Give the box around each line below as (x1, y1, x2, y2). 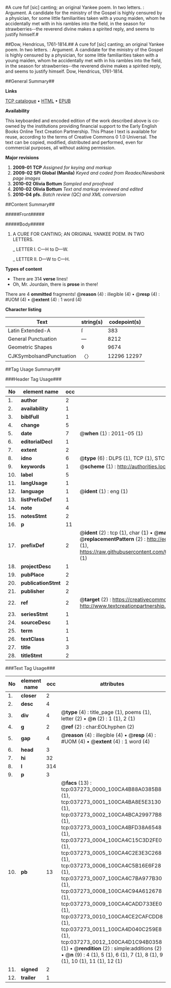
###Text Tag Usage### (5, 665, 55, 671)
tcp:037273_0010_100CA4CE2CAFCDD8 (61, 913, 163, 920)
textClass (21, 636, 45, 642)
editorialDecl (21, 438, 52, 445)
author (21, 397, 38, 404)
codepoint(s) (108, 318, 141, 325)
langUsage (21, 480, 48, 486)
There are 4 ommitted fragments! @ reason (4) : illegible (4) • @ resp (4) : (5, 291, 160, 297)
